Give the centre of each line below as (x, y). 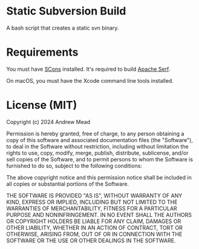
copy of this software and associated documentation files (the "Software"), (100, 140)
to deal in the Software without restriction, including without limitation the (97, 146)
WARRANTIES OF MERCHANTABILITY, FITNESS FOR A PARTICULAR (92, 208)
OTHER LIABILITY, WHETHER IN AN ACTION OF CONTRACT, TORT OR (94, 227)
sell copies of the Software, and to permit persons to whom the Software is (100, 159)
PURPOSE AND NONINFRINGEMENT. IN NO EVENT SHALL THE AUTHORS (99, 215)
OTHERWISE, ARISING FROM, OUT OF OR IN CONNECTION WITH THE (94, 234)
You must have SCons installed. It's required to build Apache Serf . (88, 69)
